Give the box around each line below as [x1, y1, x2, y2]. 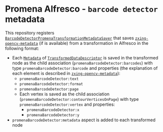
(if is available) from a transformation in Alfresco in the [39, 40, 149, 46]
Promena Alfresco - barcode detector [5, 3, 158, 15]
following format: [5, 45, 40, 51]
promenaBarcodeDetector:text [19, 76, 79, 81]
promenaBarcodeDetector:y [26, 113, 80, 117]
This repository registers [5, 30, 55, 36]
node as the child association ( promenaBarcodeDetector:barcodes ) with [12, 60, 153, 66]
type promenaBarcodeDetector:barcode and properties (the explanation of [12, 65, 158, 71]
